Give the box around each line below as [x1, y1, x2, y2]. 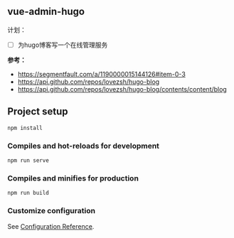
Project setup [7, 106, 69, 118]
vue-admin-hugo [7, 6, 85, 18]
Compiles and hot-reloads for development [7, 141, 160, 151]
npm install [7, 124, 43, 131]
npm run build [7, 190, 50, 197]
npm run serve [7, 156, 50, 164]
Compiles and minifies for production [7, 173, 139, 183]
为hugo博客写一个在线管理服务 [17, 40, 108, 49]
